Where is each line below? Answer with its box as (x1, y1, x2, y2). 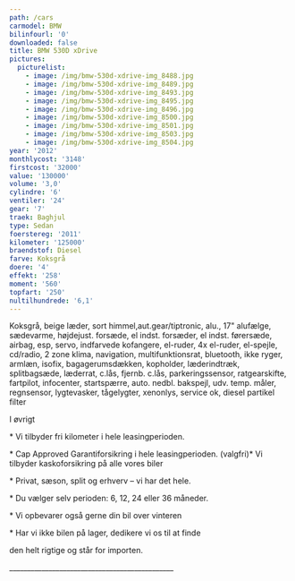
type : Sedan (9, 221, 54, 230)
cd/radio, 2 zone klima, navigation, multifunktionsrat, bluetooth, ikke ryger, (9, 349, 283, 360)
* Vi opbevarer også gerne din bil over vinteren (9, 510, 182, 521)
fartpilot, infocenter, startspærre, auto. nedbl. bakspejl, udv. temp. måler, (9, 378, 277, 389)
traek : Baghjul (9, 212, 66, 222)
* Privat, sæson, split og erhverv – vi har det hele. (9, 475, 191, 486)
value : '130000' (9, 171, 70, 180)
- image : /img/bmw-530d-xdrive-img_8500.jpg (25, 113, 194, 122)
